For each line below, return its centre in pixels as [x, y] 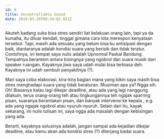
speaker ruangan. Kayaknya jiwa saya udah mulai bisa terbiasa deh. [74, 65]
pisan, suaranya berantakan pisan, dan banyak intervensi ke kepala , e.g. [79, 101]
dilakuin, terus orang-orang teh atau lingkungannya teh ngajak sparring [78, 95]
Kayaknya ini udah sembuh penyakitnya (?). [50, 70]
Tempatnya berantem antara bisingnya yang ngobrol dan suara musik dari [81, 60]
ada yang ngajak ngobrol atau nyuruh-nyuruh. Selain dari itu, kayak [74, 106]
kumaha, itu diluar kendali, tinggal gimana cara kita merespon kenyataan [79, 38]
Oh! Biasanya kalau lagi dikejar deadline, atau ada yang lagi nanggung [77, 90]
